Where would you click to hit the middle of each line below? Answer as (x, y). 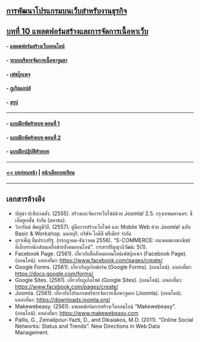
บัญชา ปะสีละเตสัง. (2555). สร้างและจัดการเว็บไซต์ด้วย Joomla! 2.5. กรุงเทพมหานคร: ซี (104, 213)
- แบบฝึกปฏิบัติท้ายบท (28, 152)
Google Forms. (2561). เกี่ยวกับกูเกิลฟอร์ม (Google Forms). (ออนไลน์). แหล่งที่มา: (103, 267)
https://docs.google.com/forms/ (54, 274)
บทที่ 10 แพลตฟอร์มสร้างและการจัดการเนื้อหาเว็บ (77, 31)
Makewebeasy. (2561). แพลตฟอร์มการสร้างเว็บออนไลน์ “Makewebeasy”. (95, 306)
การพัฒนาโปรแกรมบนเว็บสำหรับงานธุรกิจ (66, 11)
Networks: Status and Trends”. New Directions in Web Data (87, 326)
